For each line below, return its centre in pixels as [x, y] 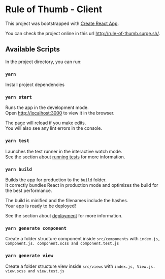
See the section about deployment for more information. [64, 215]
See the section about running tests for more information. [65, 157]
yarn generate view [29, 256]
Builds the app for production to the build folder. [56, 180]
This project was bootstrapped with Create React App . [62, 23]
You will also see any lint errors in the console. [54, 128]
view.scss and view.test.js [35, 271]
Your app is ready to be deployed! [41, 206]
